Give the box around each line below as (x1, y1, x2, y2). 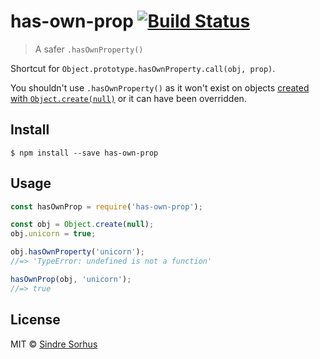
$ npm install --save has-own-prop (10, 148, 159, 158)
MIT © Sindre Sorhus (10, 338, 98, 350)
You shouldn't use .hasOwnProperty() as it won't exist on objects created (10, 81, 310, 94)
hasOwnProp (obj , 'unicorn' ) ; (10, 274, 132, 284)
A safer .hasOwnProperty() (34, 43, 144, 55)
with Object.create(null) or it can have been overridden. (10, 92, 247, 104)
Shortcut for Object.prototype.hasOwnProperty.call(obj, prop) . (10, 62, 276, 74)
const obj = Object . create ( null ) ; (10, 220, 155, 230)
